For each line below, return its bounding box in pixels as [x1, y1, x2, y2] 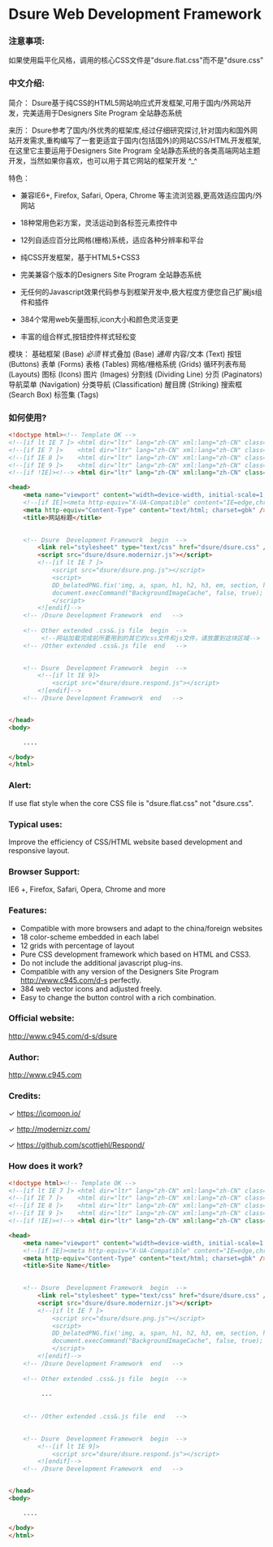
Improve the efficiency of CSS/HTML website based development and [8, 837, 243, 847]
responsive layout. [8, 845, 71, 855]
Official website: [8, 1013, 75, 1024]
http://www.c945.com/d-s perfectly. [19, 975, 142, 985]
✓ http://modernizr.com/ [8, 1124, 91, 1135]
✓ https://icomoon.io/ [8, 1109, 81, 1118]
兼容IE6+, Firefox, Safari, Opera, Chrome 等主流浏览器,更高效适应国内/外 [19, 190, 262, 200]
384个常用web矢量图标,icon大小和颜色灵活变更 [19, 314, 179, 324]
